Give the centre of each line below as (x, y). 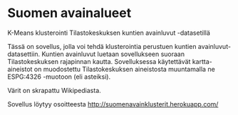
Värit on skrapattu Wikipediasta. (54, 90)
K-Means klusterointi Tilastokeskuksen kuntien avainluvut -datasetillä (109, 33)
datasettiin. (24, 54)
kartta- (202, 61)
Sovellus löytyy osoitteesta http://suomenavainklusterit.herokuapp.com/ (113, 104)
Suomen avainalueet (69, 13)
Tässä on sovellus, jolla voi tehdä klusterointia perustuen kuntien (102, 46)
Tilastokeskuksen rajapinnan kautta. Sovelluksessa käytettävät (99, 61)
